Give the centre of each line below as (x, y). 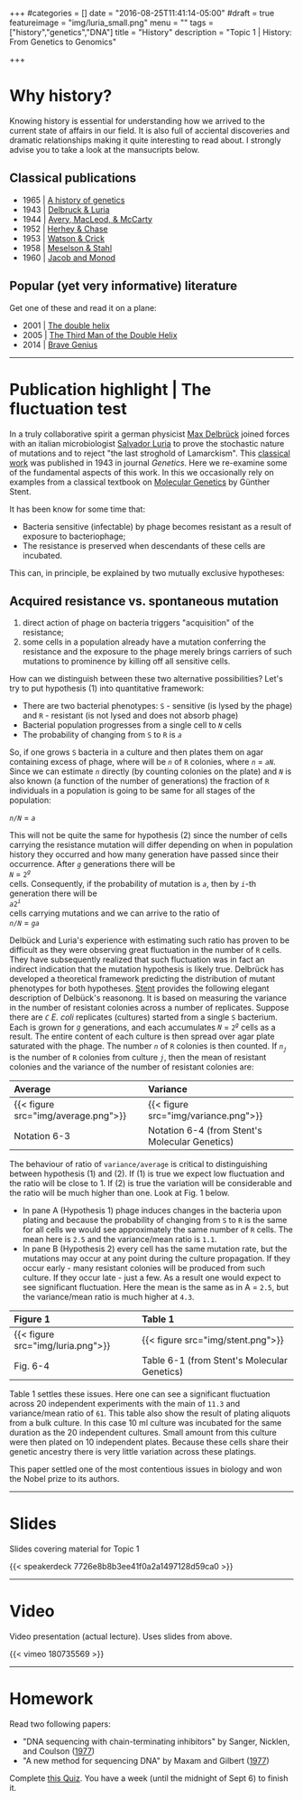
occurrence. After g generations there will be (92, 864)
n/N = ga (24, 922)
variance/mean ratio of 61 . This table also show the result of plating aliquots (150, 1413)
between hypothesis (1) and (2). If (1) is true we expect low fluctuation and (147, 1173)
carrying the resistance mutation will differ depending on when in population (151, 845)
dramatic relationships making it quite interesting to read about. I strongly (145, 140)
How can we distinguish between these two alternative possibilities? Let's (147, 679)
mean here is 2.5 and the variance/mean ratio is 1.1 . (119, 1239)
